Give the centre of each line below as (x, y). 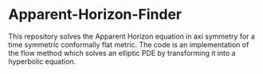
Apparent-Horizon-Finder (95, 15)
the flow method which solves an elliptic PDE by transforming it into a (122, 53)
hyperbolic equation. (42, 61)
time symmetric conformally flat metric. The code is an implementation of (129, 44)
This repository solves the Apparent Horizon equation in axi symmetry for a (131, 36)
